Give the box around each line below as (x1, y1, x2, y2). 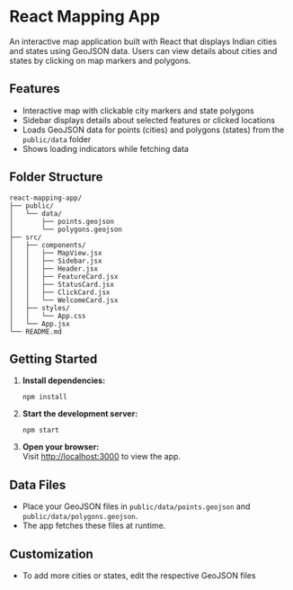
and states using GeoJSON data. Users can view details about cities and (9, 45, 278, 56)
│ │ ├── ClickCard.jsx (9, 288, 111, 297)
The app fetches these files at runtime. (22, 520, 166, 532)
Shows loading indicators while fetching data (22, 143, 189, 154)
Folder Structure (9, 169, 103, 185)
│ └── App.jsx (9, 319, 70, 328)
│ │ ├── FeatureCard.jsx (9, 272, 119, 281)
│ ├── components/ (9, 240, 87, 249)
